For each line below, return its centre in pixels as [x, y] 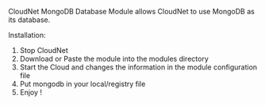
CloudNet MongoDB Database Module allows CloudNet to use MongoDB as [132, 11]
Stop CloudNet [44, 50]
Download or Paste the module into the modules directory [114, 59]
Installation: [27, 35]
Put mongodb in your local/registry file [83, 84]
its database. [29, 20]
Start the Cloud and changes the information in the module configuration [138, 67]
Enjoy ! [31, 92]
